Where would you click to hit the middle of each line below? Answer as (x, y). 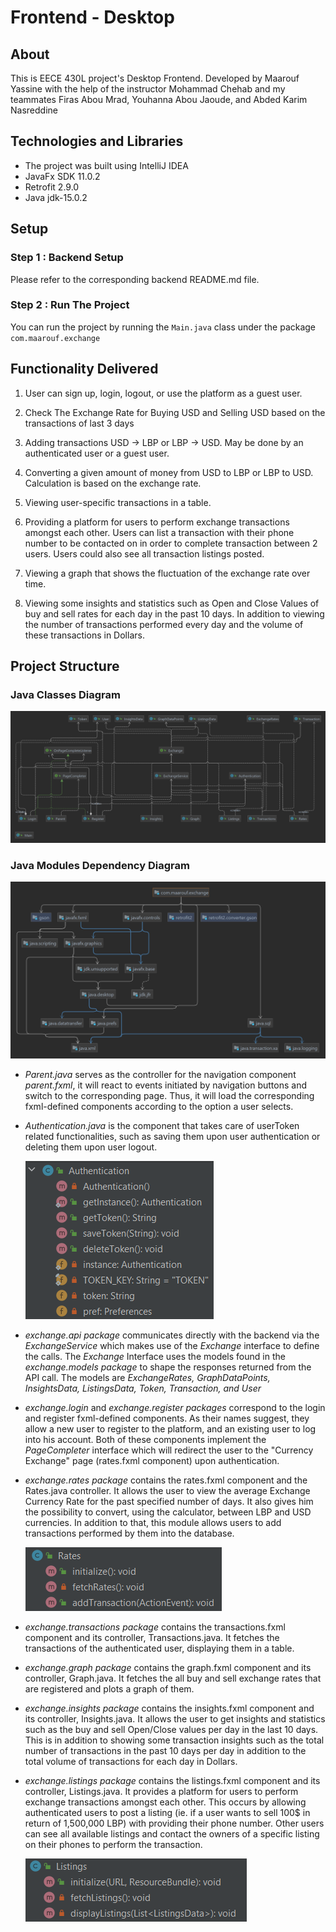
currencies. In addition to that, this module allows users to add (153, 1522)
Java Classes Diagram (65, 694)
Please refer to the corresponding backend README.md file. (135, 279)
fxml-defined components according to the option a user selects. (159, 1106)
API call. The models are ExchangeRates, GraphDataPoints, (147, 1377)
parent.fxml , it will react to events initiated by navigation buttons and (166, 1085)
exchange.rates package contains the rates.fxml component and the (166, 1480)
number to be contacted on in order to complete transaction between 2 (171, 543)
